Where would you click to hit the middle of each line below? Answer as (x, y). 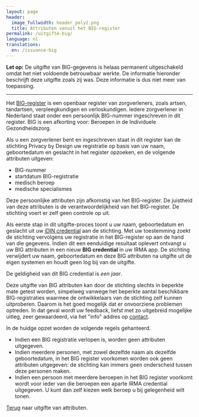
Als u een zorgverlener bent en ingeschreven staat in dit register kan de (94, 139)
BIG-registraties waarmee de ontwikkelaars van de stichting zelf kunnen (94, 297)
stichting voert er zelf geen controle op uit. (58, 213)
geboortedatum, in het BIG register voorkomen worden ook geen (94, 358)
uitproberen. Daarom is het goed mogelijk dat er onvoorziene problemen (94, 304)
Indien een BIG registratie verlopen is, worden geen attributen (90, 339)
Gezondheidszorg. (29, 128)
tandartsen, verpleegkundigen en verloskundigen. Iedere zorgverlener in (95, 109)
